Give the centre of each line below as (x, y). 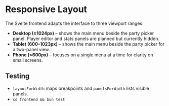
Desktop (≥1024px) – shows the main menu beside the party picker (83, 33)
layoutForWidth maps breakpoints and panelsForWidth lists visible (81, 88)
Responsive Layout (46, 9)
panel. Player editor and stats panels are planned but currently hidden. (86, 39)
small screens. (28, 60)
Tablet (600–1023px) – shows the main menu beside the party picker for (89, 44)
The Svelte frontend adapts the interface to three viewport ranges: (74, 23)
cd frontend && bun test (39, 99)
